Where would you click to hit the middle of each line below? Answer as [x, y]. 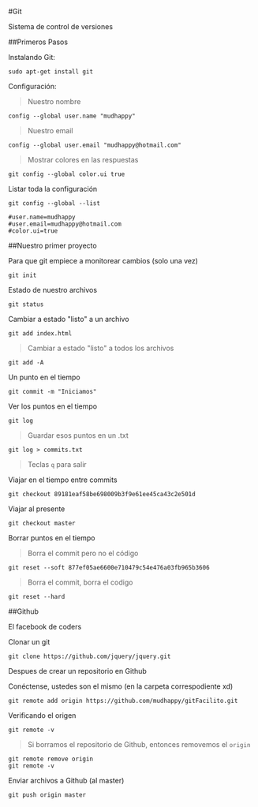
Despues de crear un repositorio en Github [78, 671]
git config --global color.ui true [67, 174]
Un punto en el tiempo [44, 377]
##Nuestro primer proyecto [52, 245]
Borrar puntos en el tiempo [52, 538]
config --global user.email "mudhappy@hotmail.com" [95, 145]
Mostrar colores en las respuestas [83, 160]
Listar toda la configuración [53, 189]
